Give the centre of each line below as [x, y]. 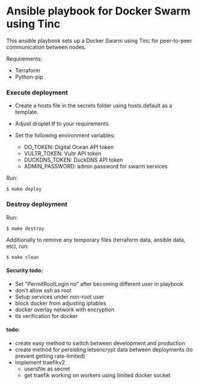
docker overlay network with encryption [65, 310]
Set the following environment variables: [65, 135]
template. [27, 112]
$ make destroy [25, 228]
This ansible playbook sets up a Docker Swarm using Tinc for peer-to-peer [99, 40]
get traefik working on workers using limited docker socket [97, 375]
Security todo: [25, 270]
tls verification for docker [46, 316]
